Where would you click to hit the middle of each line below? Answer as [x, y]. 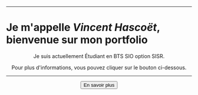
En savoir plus [99, 85]
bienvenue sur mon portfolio [77, 40]
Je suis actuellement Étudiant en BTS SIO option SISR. [99, 56]
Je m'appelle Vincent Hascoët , [83, 28]
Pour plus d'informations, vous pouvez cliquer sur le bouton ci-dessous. [99, 67]
